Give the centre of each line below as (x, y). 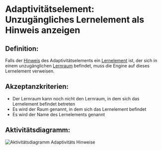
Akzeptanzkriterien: (37, 87)
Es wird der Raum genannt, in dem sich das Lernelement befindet (79, 109)
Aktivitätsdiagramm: (38, 130)
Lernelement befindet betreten (44, 104)
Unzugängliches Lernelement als (75, 20)
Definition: (22, 48)
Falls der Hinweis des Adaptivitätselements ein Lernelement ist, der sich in (81, 60)
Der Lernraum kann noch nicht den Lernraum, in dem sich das (76, 98)
